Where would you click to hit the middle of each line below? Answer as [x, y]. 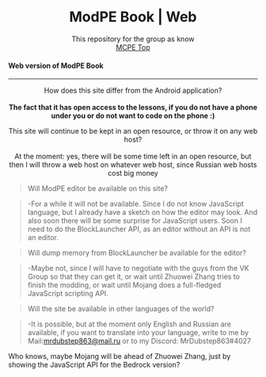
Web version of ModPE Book [56, 65]
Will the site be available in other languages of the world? [121, 309]
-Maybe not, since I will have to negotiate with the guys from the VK [138, 268]
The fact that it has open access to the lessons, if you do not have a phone [133, 108]
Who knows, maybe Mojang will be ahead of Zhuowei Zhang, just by [120, 356]
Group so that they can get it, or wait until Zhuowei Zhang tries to [133, 276]
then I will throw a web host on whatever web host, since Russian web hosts [133, 165]
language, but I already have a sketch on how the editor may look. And [142, 212]
